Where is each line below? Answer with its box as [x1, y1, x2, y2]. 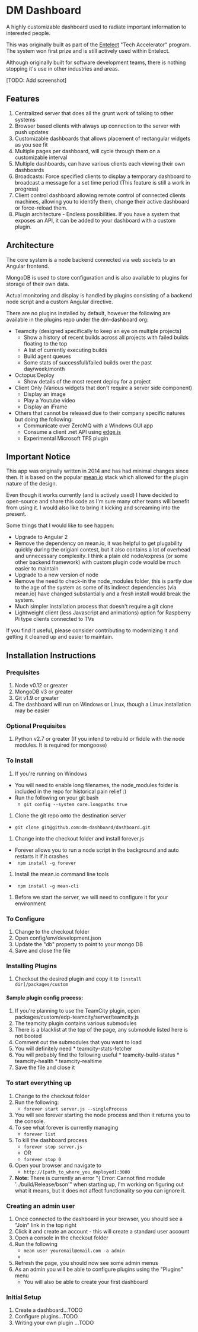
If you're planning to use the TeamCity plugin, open [14, 1007, 140, 1014]
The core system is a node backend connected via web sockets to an [6, 256, 176, 263]
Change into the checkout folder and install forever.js [14, 835, 144, 842]
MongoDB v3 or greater [14, 688, 73, 695]
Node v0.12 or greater [14, 682, 68, 689]
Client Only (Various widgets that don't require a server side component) [14, 384, 193, 391]
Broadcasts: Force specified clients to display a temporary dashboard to [14, 173, 191, 180]
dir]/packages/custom [14, 982, 68, 988]
